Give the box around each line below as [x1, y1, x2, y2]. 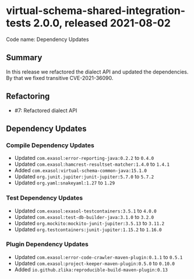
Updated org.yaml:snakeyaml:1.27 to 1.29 [14, 179, 115, 186]
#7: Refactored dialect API [14, 107, 77, 114]
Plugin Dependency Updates [6, 240, 89, 249]
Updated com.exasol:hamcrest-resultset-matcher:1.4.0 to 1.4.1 [14, 161, 170, 168]
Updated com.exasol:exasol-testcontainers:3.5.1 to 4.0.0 [14, 207, 157, 214]
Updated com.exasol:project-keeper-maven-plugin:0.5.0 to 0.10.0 [14, 260, 175, 267]
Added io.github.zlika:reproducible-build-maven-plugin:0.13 [14, 266, 168, 273]
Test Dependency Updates [6, 194, 83, 202]
